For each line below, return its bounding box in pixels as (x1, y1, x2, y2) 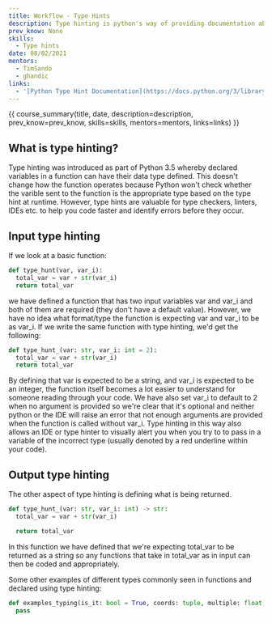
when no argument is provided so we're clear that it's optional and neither (8, 401, 255, 411)
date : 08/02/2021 (8, 49, 67, 57)
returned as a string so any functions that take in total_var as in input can (8, 550, 251, 560)
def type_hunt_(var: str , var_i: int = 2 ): (8, 345, 158, 354)
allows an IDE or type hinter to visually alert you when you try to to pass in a (8, 427, 261, 437)
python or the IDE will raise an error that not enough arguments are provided (8, 410, 263, 420)
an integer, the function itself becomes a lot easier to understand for (8, 384, 236, 394)
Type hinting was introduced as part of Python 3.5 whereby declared (8, 163, 238, 172)
